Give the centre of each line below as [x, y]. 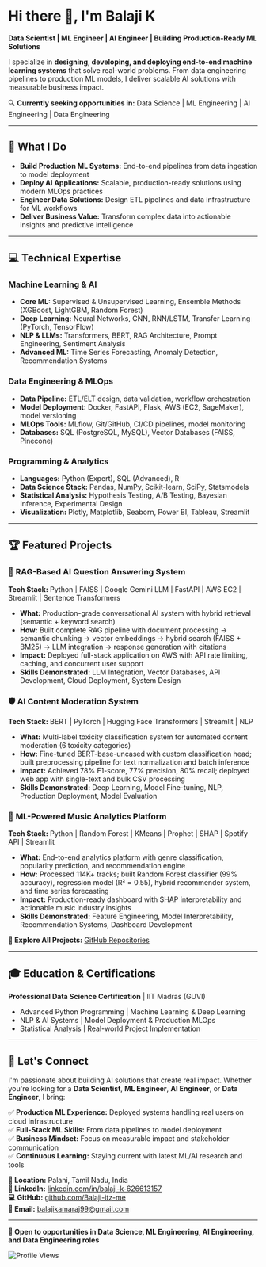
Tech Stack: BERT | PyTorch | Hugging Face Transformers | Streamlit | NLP [131, 722]
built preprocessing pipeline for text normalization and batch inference [135, 762]
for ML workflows [48, 208]
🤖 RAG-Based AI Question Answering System [97, 572]
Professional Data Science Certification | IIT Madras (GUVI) [107, 997]
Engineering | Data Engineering [59, 114]
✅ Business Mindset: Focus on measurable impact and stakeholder [119, 1138]
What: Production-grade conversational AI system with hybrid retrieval [135, 613]
